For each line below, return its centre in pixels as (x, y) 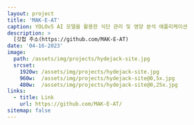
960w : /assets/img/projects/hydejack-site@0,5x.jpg (97, 78)
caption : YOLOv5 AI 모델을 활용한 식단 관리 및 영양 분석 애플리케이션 (97, 26)
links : (17, 91)
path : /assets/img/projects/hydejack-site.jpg (82, 59)
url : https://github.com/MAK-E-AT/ (71, 104)
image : (17, 53)
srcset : (25, 65)
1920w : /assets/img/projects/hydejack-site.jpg (89, 72)
